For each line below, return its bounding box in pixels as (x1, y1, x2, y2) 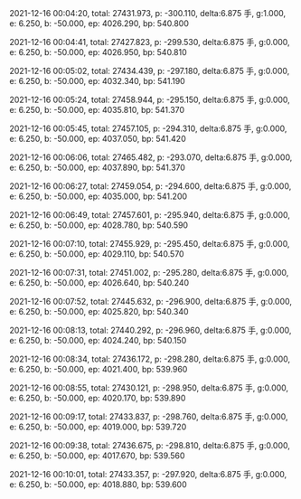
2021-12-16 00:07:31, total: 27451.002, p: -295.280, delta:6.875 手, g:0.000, (9, 268, 289, 278)
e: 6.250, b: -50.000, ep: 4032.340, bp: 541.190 (9, 76, 185, 86)
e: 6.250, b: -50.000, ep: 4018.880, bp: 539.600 (9, 479, 187, 490)
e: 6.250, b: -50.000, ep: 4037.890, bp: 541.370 (9, 162, 185, 173)
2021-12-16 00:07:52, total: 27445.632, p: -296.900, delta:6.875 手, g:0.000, (9, 297, 292, 306)
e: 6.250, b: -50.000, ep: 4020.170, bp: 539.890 (9, 392, 186, 403)
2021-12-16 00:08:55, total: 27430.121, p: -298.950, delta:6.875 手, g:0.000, (9, 382, 289, 393)
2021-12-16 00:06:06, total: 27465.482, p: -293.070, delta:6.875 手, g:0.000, (9, 152, 293, 163)
